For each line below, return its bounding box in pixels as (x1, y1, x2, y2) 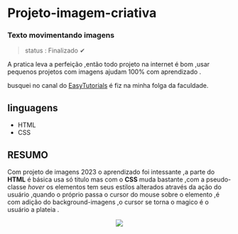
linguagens (7, 101, 58, 114)
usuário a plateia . (7, 206, 60, 214)
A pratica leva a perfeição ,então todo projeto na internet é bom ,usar (7, 60, 210, 69)
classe (7, 183, 27, 191)
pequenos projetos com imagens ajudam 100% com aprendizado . (7, 67, 202, 76)
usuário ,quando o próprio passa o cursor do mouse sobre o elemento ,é (7, 190, 220, 199)
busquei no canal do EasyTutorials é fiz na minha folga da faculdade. (7, 82, 209, 90)
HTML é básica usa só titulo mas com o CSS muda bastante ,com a (7, 175, 205, 184)
